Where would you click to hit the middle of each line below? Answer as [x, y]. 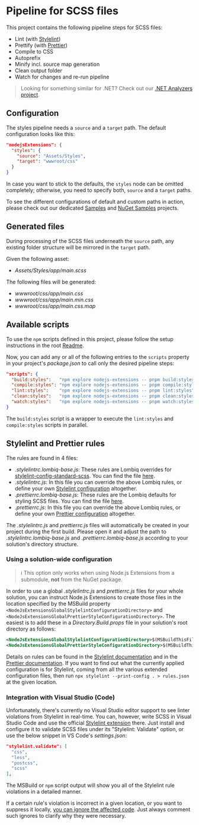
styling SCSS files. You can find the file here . [69, 501]
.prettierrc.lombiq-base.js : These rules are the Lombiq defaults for [95, 495]
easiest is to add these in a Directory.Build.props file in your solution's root [97, 622]
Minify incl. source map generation [57, 64]
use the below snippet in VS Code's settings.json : [67, 735]
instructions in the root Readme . [45, 345]
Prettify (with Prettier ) [41, 45]
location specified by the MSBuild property [58, 603]
